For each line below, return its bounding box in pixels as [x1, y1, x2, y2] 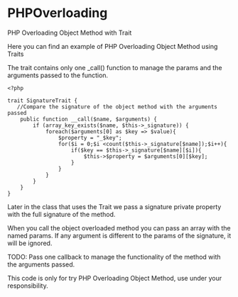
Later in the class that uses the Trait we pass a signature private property [7, 202, 222, 211]
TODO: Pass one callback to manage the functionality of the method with [7, 252, 222, 261]
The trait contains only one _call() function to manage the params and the [7, 63, 222, 72]
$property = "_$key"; [58, 134, 122, 141]
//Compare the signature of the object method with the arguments [16, 103, 218, 111]
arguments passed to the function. [7, 71, 109, 79]
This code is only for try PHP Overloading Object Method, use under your [7, 274, 222, 282]
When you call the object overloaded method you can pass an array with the [7, 223, 231, 232]
